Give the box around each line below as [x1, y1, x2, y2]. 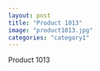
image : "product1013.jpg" [8, 26, 93, 34]
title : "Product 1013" [8, 19, 83, 27]
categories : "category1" [8, 33, 90, 42]
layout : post [8, 11, 51, 20]
